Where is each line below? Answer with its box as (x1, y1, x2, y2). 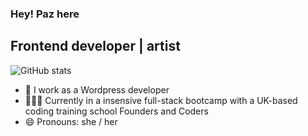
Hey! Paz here (10, 7, 80, 21)
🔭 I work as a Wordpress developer (24, 83, 170, 96)
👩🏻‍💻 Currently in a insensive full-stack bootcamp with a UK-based (24, 94, 298, 106)
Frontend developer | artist (10, 38, 181, 55)
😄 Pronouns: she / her (24, 115, 118, 127)
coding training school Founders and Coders (24, 105, 209, 117)
